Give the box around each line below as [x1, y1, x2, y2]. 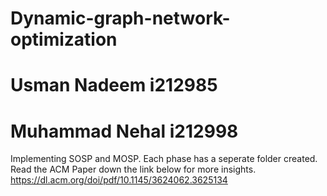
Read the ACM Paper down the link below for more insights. [10, 163, 257, 176]
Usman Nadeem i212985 [10, 74, 218, 97]
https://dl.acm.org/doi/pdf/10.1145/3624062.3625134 [10, 174, 228, 186]
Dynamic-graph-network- [10, 7, 231, 30]
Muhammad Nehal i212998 [10, 120, 239, 142]
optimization [10, 28, 118, 51]
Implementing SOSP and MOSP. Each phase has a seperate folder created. [10, 153, 318, 165]
